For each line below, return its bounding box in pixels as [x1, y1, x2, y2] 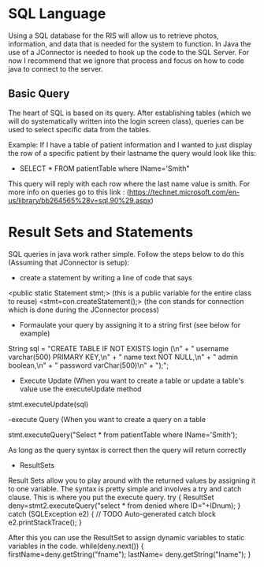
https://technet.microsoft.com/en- [128, 187, 240, 197]
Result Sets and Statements [8, 223, 194, 241]
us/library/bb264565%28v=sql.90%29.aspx [8, 195, 151, 205]
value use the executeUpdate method [19, 384, 142, 394]
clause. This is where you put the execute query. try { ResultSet [8, 492, 214, 502]
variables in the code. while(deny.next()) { [8, 541, 144, 550]
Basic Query [8, 87, 70, 101]
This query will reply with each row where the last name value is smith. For [8, 179, 251, 188]
